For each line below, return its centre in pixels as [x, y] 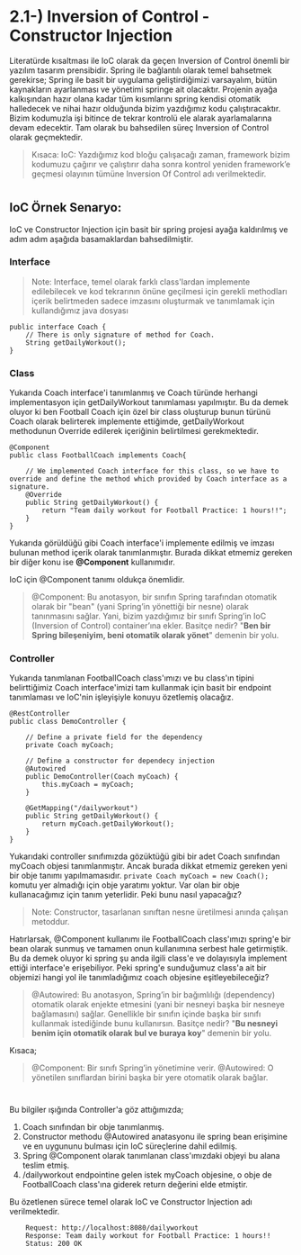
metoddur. [50, 922]
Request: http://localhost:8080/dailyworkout [112, 1228]
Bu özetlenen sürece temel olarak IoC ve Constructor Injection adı [131, 1201]
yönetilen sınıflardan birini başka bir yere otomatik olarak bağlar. [150, 1078]
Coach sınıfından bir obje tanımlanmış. [93, 1126]
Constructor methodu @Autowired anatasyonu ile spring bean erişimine [155, 1136]
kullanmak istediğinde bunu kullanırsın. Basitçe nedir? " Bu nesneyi [155, 1024]
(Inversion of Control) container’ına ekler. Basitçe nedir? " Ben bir [151, 626]
